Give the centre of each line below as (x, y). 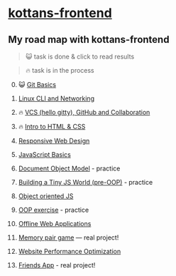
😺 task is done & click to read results (80, 56)
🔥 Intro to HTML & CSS (52, 127)
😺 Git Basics (37, 85)
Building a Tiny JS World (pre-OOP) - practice (86, 182)
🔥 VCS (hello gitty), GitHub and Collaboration (84, 112)
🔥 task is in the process (60, 70)
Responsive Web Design (54, 141)
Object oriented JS (46, 196)
